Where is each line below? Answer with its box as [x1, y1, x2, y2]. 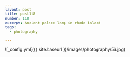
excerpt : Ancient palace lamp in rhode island [5, 20, 101, 25]
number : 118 [5, 16, 29, 21]
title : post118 [5, 11, 36, 16]
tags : [5, 25, 16, 30]
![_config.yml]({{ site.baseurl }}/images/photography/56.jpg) [5, 46, 126, 52]
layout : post [5, 7, 32, 12]
